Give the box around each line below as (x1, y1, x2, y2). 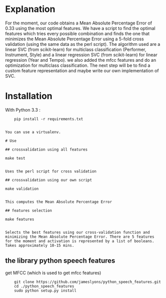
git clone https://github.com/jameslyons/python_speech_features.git (14, 279, 162, 285)
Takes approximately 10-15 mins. (5, 243, 75, 248)
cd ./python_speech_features (14, 284, 75, 289)
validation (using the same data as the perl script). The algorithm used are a (5, 41, 161, 47)
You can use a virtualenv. (5, 130, 61, 135)
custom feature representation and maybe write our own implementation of (5, 67, 159, 73)
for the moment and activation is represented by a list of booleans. (5, 238, 155, 244)
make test (5, 155, 26, 160)
